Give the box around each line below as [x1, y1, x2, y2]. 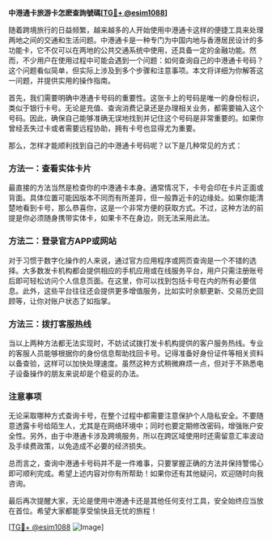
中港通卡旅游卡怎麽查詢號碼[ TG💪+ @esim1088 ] [8, 8, 168, 17]
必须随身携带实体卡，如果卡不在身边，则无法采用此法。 [29, 213, 215, 223]
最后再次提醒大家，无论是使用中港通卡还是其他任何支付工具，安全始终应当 [8, 496, 257, 506]
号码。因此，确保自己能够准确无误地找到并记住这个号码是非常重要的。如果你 [8, 114, 264, 122]
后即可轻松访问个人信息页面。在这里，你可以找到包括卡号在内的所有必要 [8, 276, 249, 285]
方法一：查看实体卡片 [8, 162, 91, 174]
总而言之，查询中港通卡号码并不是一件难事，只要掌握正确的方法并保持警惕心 [8, 458, 264, 469]
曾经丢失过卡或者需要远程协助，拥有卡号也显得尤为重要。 [8, 123, 200, 133]
